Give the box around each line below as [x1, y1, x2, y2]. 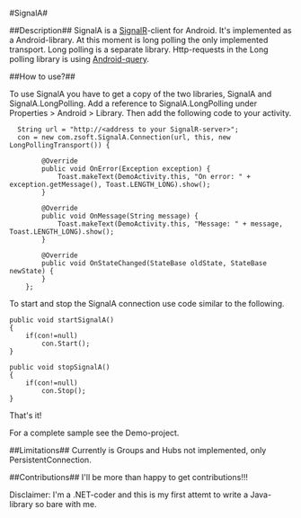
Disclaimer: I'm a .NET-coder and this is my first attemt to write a [9, 489, 249, 500]
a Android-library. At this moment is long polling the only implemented [9, 35, 269, 45]
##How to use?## [9, 71, 76, 82]
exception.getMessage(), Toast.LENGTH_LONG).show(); [9, 180, 211, 189]
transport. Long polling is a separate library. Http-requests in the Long [9, 44, 269, 55]
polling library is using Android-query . [9, 54, 150, 64]
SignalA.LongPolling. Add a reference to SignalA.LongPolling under [9, 98, 258, 109]
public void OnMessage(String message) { [41, 211, 199, 220]
